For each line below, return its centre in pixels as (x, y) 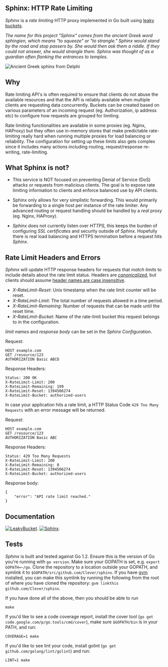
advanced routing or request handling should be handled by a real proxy (87, 211)
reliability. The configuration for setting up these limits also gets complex (80, 141)
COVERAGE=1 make (22, 636)
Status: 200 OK (21, 378)
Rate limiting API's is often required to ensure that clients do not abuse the (82, 94)
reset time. (24, 311)
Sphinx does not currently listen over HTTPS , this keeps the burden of (85, 226)
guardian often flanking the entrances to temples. (56, 57)
